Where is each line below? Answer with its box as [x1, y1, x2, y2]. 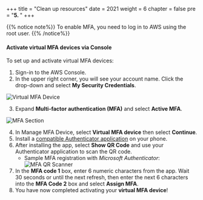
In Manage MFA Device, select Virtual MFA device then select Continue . [15, 128, 198, 136]
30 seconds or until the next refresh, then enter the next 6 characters [15, 174, 188, 181]
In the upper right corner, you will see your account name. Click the [15, 75, 184, 82]
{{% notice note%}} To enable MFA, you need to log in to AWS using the [6, 24, 187, 30]
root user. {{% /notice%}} [6, 30, 70, 37]
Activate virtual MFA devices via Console [6, 44, 112, 51]
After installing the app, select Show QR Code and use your [15, 142, 164, 149]
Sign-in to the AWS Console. [15, 69, 87, 76]
